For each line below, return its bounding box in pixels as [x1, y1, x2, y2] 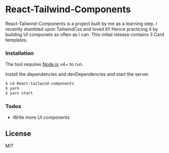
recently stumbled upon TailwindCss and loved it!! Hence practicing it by [5, 26, 158, 32]
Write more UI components [12, 114, 70, 121]
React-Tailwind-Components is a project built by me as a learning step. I [5, 20, 157, 27]
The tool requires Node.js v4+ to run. [5, 61, 83, 68]
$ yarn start [5, 91, 33, 96]
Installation [5, 50, 34, 57]
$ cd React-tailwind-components [5, 81, 74, 86]
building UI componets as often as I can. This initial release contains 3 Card [5, 31, 164, 37]
